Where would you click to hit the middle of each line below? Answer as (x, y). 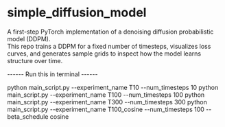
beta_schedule (28, 116)
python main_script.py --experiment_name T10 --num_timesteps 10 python (113, 87)
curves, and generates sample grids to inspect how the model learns (104, 54)
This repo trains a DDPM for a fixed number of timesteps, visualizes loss (109, 46)
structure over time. (35, 60)
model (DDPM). (29, 38)
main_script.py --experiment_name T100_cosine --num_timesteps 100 (106, 109)
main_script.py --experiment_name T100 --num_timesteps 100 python (106, 95)
